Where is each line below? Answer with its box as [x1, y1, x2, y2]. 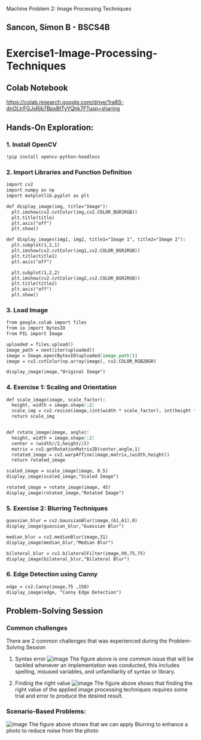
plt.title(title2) [11, 281, 58, 287]
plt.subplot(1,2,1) [11, 242, 60, 248]
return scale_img [11, 413, 55, 419]
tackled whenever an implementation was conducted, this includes [14, 662, 180, 669]
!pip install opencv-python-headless [6, 154, 100, 160]
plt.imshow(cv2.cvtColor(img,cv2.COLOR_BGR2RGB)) [11, 209, 138, 215]
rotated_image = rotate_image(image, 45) [6, 485, 111, 491]
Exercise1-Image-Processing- [6, 46, 158, 60]
